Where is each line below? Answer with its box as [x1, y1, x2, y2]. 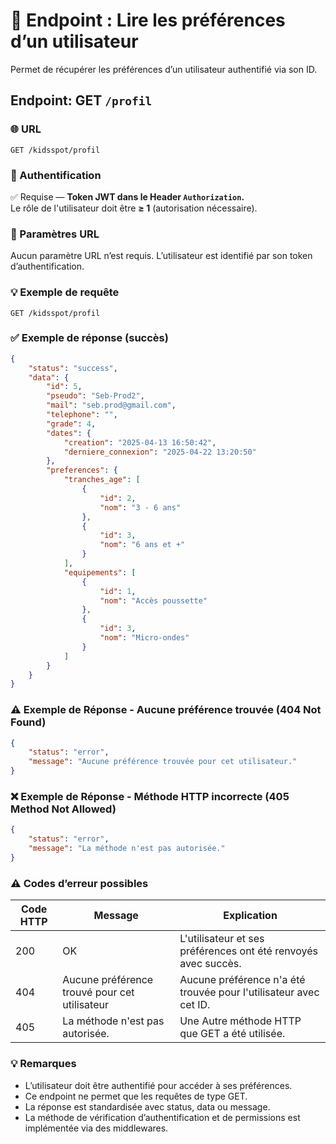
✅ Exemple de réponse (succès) [10, 331, 169, 345]
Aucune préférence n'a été [179, 973, 306, 987]
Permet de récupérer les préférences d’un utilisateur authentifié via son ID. [10, 63, 318, 75]
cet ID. [179, 998, 211, 1012]
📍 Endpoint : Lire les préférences [10, 9, 286, 32]
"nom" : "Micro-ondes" [99, 633, 190, 643]
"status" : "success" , [28, 363, 118, 373]
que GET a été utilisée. [179, 1027, 286, 1041]
